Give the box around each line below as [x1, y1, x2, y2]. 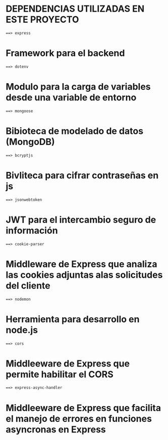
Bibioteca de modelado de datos [6, 125, 143, 137]
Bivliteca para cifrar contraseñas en [6, 169, 159, 181]
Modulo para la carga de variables [6, 81, 151, 93]
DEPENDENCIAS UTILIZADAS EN [6, 3, 145, 15]
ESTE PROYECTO [6, 14, 79, 25]
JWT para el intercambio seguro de [6, 214, 156, 226]
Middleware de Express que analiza [6, 258, 157, 270]
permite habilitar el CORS [6, 369, 114, 380]
